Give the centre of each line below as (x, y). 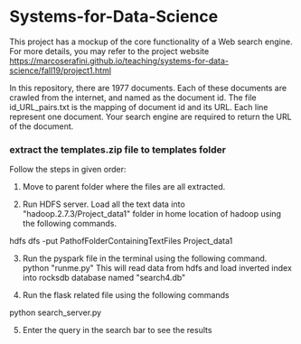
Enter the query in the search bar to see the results (117, 330)
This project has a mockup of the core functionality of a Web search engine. (151, 42)
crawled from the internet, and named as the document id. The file (133, 98)
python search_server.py (56, 312)
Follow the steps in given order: (68, 170)
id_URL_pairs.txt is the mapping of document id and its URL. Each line (139, 107)
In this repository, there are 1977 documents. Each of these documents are (148, 88)
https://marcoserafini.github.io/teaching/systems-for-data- (119, 60)
